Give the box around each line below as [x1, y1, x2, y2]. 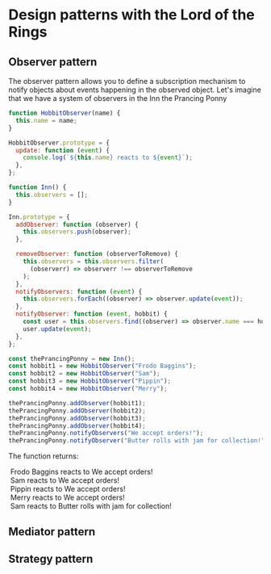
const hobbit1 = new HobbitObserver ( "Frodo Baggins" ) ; [8, 362, 197, 371]
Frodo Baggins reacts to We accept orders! [10, 467, 153, 477]
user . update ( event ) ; [23, 325, 92, 333]
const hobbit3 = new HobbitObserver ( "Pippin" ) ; [8, 377, 172, 385]
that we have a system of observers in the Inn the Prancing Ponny [8, 94, 227, 103]
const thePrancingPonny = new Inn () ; [8, 354, 135, 362]
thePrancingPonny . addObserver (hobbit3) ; [8, 414, 147, 422]
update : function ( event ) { [15, 146, 110, 154]
